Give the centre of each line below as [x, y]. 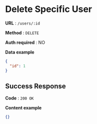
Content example [23, 108]
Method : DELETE [22, 32]
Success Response [35, 86]
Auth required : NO [25, 42]
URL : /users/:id [22, 23]
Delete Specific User [49, 9]
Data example [20, 52]
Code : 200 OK [19, 98]
